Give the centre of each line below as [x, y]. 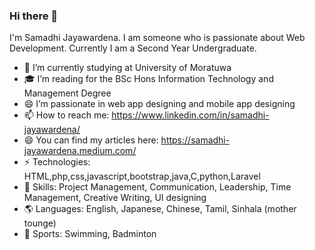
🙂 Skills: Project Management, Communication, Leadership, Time [157, 187]
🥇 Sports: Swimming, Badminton [90, 234]
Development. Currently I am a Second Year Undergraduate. [133, 48]
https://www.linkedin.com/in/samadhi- [190, 115]
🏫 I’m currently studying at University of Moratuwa [127, 68]
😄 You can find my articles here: [91, 140]
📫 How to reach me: [66, 115]
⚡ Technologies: [57, 162]
